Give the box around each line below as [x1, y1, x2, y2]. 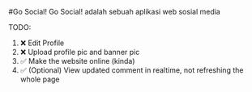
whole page [19, 74, 60, 84]
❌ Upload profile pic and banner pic [19, 48, 140, 56]
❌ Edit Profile [19, 38, 65, 48]
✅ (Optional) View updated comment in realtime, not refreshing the [19, 65, 244, 75]
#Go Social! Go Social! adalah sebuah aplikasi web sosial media [8, 7, 220, 16]
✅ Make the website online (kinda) [19, 56, 135, 65]
